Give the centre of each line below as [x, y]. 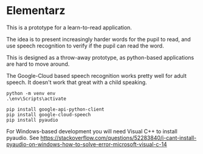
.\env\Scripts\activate [36, 99]
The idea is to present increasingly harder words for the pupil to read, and [99, 39]
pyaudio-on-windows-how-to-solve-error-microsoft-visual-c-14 [87, 144]
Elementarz [36, 11]
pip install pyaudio [33, 120]
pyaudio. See [23, 138]
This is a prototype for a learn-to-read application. [69, 27]
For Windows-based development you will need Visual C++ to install [92, 131]
